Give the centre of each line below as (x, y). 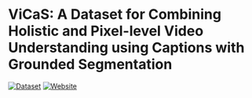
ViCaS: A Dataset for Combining (115, 15)
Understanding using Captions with (126, 48)
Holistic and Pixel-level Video (106, 31)
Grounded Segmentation (90, 65)
